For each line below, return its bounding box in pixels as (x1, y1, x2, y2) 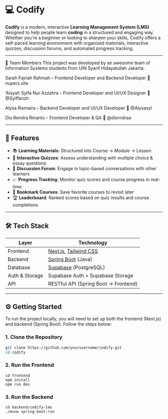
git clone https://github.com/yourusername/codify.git (5, 345, 122, 350)
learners (12, 171, 30, 177)
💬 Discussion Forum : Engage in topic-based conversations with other (12, 165, 156, 171)
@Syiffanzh (5, 95, 29, 101)
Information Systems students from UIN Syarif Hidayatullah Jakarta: (5, 65, 145, 71)
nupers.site (5, 80, 28, 86)
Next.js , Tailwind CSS (48, 247, 98, 254)
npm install (5, 377, 30, 382)
